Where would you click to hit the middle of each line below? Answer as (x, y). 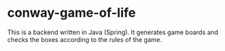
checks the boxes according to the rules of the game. (85, 39)
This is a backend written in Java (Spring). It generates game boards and (113, 32)
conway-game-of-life (71, 13)
